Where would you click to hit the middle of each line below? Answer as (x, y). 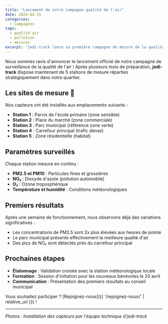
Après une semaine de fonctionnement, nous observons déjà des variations (83, 217)
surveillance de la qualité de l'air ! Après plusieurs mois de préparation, (78, 67)
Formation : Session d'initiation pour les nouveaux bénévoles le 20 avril (86, 276)
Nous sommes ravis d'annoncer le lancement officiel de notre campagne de (83, 61)
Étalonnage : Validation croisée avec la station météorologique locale (84, 270)
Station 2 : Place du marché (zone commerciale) (62, 120)
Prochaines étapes (35, 259)
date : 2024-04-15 (23, 15)
